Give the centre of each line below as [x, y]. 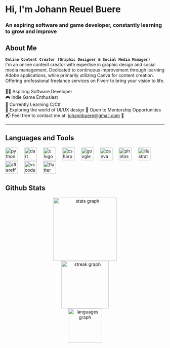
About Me [21, 48]
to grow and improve [31, 31]
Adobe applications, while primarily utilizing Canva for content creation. [80, 75]
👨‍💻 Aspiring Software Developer [39, 91]
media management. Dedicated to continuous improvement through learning [85, 70]
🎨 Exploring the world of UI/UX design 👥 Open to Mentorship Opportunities [83, 109]
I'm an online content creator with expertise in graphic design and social [80, 64]
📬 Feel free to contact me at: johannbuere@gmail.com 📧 [65, 115]
